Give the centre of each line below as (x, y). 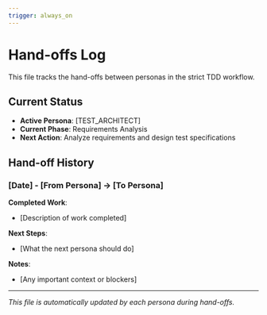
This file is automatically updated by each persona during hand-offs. (122, 302)
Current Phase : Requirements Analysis (83, 129)
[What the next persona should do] (77, 249)
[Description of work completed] (73, 218)
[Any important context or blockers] (78, 279)
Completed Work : (38, 202)
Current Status (46, 101)
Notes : (19, 264)
